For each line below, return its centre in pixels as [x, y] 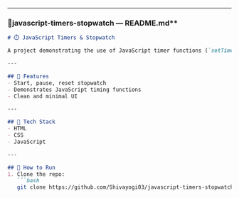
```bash [28, 181]
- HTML [17, 129]
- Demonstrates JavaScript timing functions [74, 90]
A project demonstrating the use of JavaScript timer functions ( [108, 51]
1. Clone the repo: [36, 174]
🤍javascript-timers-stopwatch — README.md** [92, 23]
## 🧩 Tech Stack [31, 122]
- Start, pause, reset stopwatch [57, 83]
